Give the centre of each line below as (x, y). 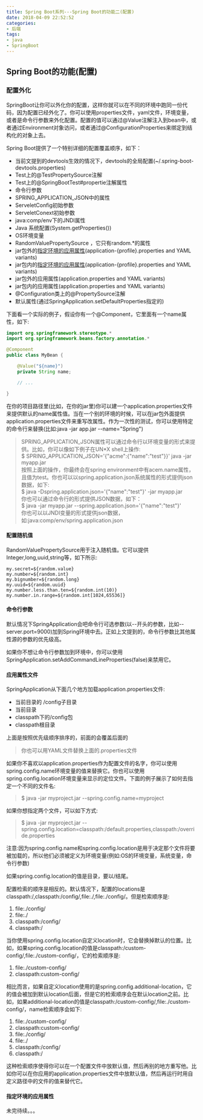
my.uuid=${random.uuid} (36, 585)
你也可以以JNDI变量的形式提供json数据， (72, 513)
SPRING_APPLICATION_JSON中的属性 (63, 197)
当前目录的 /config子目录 (46, 702)
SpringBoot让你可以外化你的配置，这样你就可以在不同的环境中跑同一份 (94, 105)
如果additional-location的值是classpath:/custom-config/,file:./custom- (104, 1002)
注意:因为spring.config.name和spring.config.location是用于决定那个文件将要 (101, 848)
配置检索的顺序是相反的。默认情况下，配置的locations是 (76, 889)
